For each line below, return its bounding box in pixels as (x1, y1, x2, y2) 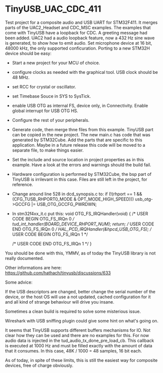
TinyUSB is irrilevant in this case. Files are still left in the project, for (12, 176, 147, 182)
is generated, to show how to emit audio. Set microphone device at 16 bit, (5, 40, 152, 46)
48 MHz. (12, 74, 30, 80)
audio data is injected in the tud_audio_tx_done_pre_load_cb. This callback (5, 338, 154, 343)
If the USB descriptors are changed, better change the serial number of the (5, 288, 156, 294)
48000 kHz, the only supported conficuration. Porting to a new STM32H (5, 45, 150, 51)
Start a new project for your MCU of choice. (12, 60, 100, 66)
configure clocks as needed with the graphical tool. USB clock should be (12, 69, 158, 75)
